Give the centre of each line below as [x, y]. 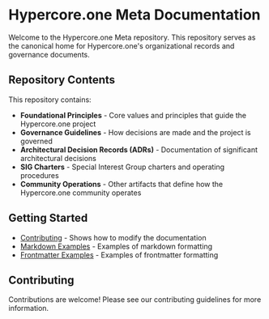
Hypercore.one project [58, 124]
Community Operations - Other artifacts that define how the [122, 184]
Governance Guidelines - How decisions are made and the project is [135, 132]
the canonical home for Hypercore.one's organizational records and [122, 45]
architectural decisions [58, 158]
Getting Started [48, 218]
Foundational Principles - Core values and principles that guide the [133, 115]
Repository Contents [62, 80]
